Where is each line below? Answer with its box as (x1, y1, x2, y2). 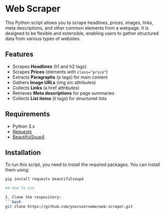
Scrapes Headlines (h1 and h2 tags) (12, 63, 86, 69)
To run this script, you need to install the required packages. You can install (5, 161, 160, 168)
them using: (5, 167, 30, 173)
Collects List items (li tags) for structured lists (12, 95, 107, 101)
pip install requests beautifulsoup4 (5, 176, 84, 182)
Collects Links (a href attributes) (12, 85, 79, 91)
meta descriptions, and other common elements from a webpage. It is (5, 25, 149, 31)
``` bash (5, 199, 21, 204)
